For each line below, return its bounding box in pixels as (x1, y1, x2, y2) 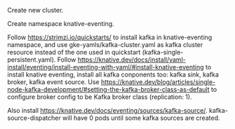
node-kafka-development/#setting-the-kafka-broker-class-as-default (7, 86, 210, 93)
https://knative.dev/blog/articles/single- (100, 78, 216, 86)
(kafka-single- (142, 48, 184, 56)
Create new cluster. (7, 6, 64, 14)
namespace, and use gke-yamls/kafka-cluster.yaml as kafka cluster (7, 41, 203, 48)
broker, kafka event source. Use (7, 78, 100, 86)
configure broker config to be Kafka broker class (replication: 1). (7, 93, 192, 101)
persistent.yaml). (7, 55, 56, 64)
